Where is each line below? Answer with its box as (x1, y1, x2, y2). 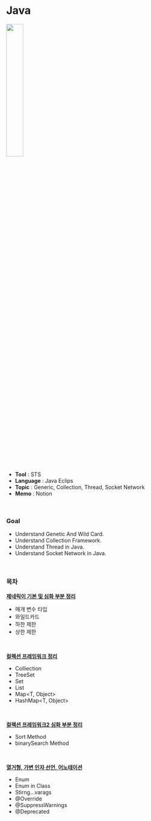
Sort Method (14, 733, 46, 740)
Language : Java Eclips (14, 477, 73, 484)
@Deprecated (14, 808, 50, 815)
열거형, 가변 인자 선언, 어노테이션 (6, 764, 83, 771)
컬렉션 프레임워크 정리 (6, 652, 58, 660)
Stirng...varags (14, 788, 52, 796)
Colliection (14, 665, 42, 672)
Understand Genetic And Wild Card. (14, 530, 104, 538)
